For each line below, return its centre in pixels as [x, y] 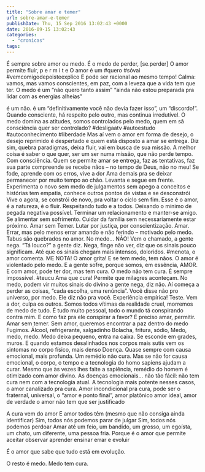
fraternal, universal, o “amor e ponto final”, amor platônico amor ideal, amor [102, 395]
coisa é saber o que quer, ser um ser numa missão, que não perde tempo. [100, 153]
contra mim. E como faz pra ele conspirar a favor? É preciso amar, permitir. [101, 317]
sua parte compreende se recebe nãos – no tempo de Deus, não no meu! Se [103, 167]
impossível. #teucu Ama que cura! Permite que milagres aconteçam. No [97, 277]
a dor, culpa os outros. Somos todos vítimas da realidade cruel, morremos [100, 304]
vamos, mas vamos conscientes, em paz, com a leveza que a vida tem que [101, 83]
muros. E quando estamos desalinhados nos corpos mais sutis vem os [95, 343]
